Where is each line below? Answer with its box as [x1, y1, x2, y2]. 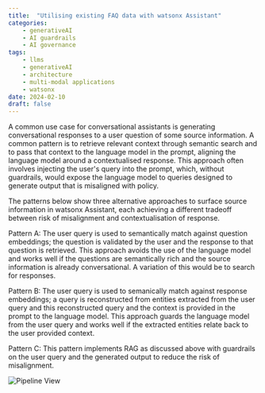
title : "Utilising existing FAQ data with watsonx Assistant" [8, 11, 222, 20]
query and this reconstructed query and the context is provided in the [8, 303, 236, 313]
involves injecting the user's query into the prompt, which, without [8, 164, 225, 174]
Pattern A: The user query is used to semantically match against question [8, 229, 248, 238]
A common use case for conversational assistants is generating [8, 122, 216, 132]
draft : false [8, 100, 52, 108]
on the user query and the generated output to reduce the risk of [8, 353, 220, 362]
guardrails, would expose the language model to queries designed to [8, 172, 232, 183]
